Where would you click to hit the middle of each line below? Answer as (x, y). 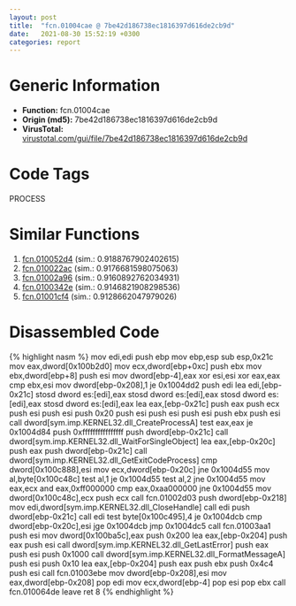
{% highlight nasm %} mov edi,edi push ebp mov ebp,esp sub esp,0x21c (141, 357)
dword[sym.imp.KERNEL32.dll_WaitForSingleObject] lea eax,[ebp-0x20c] (142, 441)
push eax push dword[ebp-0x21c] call (78, 451)
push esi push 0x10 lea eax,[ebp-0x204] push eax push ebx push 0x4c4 (141, 564)
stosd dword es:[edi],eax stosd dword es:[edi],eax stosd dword (151, 394)
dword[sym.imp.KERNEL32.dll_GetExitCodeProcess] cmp (114, 460)
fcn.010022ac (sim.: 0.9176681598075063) (100, 268)
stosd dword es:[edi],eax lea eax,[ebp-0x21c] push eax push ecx (161, 404)
